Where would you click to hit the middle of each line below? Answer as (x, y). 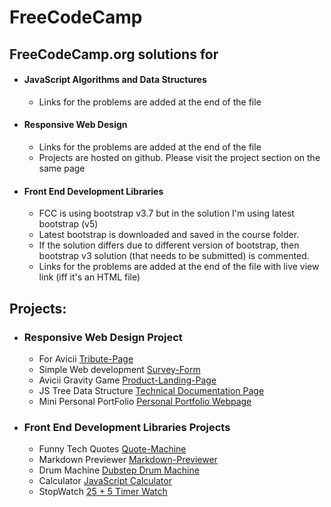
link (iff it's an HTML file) (89, 277)
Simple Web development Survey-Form (119, 369)
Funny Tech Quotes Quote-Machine (112, 449)
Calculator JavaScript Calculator (105, 481)
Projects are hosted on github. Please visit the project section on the (179, 157)
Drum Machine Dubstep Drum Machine (119, 470)
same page (62, 168)
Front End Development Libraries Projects (127, 427)
